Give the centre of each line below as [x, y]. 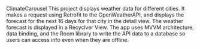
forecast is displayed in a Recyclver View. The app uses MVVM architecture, [100, 27]
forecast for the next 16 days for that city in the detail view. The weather [95, 21]
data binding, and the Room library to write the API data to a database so [96, 34]
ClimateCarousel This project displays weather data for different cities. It [96, 9]
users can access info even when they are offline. [68, 40]
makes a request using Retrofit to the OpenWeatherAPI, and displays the [95, 15]
